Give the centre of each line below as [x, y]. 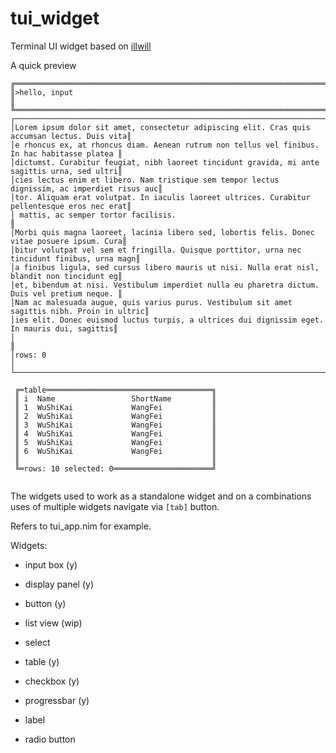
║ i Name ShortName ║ [115, 398]
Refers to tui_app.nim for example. [81, 526]
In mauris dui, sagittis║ [64, 328]
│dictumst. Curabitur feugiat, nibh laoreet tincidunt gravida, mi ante [165, 162]
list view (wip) [53, 623]
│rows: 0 [28, 355]
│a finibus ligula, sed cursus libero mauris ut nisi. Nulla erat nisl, [165, 267]
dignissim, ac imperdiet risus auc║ [86, 188]
